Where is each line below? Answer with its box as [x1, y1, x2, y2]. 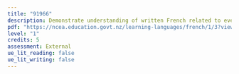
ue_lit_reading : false [7, 50, 75, 57]
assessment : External [7, 43, 72, 50]
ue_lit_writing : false [7, 56, 75, 63]
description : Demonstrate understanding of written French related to [7, 17, 221, 24]
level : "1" [7, 30, 40, 37]
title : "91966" [7, 10, 53, 18]
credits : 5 [7, 37, 40, 44]
